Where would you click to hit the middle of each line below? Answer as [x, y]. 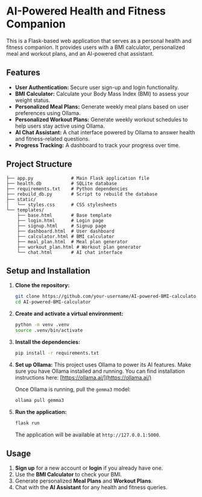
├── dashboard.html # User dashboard [66, 231]
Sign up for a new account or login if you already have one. [89, 468]
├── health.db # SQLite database [62, 183]
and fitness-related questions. [52, 139]
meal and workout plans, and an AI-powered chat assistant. [80, 53]
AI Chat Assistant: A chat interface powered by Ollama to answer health [105, 132]
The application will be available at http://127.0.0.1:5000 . [88, 435]
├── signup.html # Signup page [62, 226]
